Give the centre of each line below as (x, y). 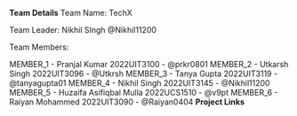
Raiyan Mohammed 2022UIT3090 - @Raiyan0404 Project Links (127, 102)
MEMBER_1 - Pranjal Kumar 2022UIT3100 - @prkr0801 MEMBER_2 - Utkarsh (149, 64)
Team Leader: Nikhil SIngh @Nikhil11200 (83, 30)
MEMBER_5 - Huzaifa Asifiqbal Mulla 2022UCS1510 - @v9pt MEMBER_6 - (144, 93)
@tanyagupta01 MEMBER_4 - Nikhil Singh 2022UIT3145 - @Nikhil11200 (140, 83)
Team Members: (39, 47)
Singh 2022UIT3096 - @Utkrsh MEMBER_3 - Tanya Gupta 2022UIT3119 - (144, 73)
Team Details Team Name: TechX (71, 13)
